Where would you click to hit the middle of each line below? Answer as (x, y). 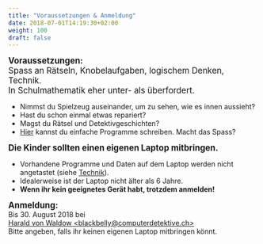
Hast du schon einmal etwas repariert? (83, 115)
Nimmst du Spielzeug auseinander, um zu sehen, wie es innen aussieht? (137, 107)
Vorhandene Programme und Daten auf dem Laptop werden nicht (126, 164)
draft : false (30, 38)
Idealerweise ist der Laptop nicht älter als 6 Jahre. (101, 181)
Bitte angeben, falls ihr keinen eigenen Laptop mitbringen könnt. (113, 231)
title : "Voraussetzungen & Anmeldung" (72, 15)
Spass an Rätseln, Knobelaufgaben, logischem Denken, (116, 71)
